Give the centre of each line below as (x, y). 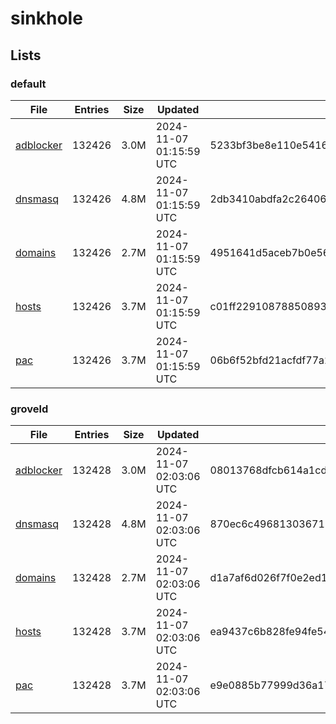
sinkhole (46, 18)
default (28, 84)
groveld (29, 409)
